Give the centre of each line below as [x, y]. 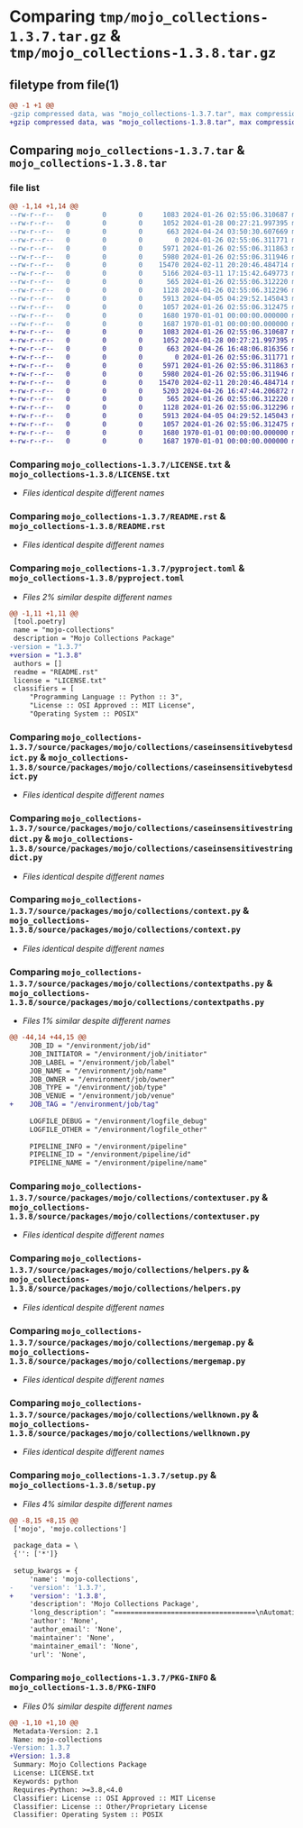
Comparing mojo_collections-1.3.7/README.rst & [118, 516]
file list [25, 187]
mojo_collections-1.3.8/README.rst [87, 526]
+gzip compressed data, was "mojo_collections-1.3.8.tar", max [131, 122]
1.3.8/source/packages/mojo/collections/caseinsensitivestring [151, 849]
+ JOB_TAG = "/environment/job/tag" [84, 1105]
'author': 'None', [64, 1621]
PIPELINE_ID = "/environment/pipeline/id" [110, 1155]
